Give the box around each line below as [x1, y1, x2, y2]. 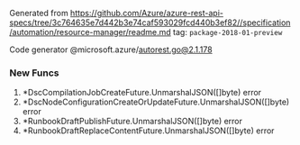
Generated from [9, 8, 69, 18]
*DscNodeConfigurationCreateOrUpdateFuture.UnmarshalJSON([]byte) [22, 96, 290, 107]
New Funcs [9, 67, 59, 79]
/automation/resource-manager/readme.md [9, 27, 171, 37]
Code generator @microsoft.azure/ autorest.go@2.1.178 [9, 44, 214, 55]
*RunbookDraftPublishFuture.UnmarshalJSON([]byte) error [22, 116, 243, 127]
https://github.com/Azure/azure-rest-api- [70, 8, 223, 18]
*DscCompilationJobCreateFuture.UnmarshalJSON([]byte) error [22, 87, 262, 98]
